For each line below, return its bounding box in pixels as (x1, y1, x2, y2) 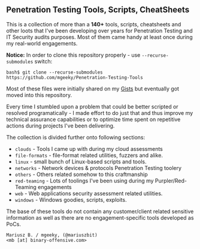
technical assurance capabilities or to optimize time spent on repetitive (6, 116, 181, 123)
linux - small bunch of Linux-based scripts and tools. (14, 158, 147, 165)
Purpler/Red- (154, 177, 187, 184)
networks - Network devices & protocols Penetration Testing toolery (14, 164, 181, 171)
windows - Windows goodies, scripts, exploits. (14, 196, 127, 203)
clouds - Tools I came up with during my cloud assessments (14, 145, 163, 152)
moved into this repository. (6, 91, 72, 98)
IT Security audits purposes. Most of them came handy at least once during (6, 33, 193, 41)
